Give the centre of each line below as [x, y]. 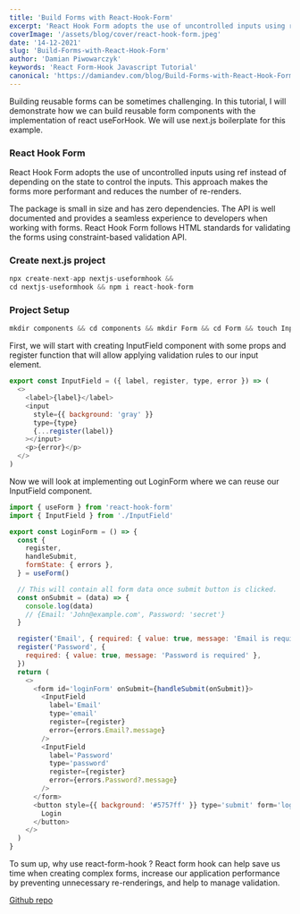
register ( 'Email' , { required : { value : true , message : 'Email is [143, 639]
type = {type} [55, 423]
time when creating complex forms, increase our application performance [145, 874]
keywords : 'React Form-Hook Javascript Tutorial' [104, 68]
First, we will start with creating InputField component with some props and [148, 346]
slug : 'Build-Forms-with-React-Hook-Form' [89, 51]
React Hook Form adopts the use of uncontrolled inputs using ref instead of [148, 173]
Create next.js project [57, 260]
